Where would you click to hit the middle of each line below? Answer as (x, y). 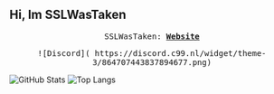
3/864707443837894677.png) (152, 62)
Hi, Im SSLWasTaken (68, 15)
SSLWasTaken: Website (152, 36)
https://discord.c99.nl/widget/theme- (180, 53)
